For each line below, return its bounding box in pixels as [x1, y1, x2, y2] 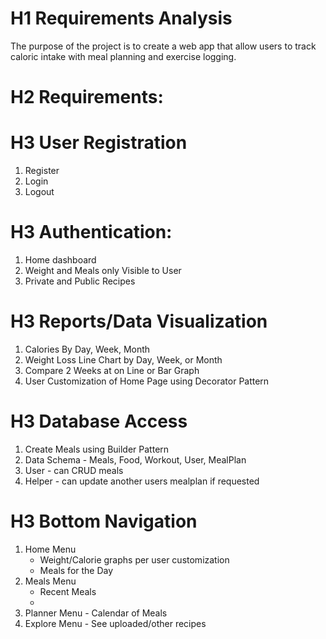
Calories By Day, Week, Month [24, 343, 151, 355]
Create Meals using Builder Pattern [24, 443, 170, 455]
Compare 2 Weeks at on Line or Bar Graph [24, 364, 200, 376]
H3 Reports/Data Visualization [10, 310, 268, 333]
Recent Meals [39, 585, 97, 597]
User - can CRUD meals [24, 464, 124, 476]
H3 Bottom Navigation [10, 510, 198, 533]
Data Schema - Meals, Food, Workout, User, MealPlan [24, 453, 247, 466]
